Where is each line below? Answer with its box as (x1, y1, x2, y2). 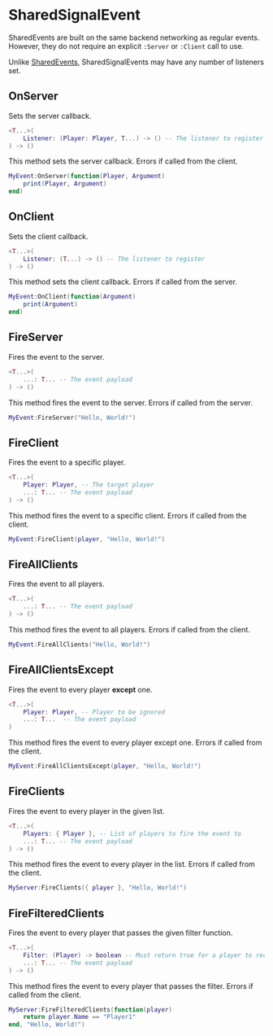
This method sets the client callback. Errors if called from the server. (8, 277, 238, 286)
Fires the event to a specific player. (8, 457, 126, 467)
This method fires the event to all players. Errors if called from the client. (8, 625, 250, 634)
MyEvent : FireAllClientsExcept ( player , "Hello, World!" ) (8, 763, 201, 771)
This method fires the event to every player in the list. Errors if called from (8, 859, 256, 869)
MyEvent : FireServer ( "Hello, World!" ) (8, 413, 136, 422)
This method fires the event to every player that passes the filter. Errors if (8, 981, 253, 990)
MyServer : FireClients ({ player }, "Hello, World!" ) (8, 884, 187, 892)
